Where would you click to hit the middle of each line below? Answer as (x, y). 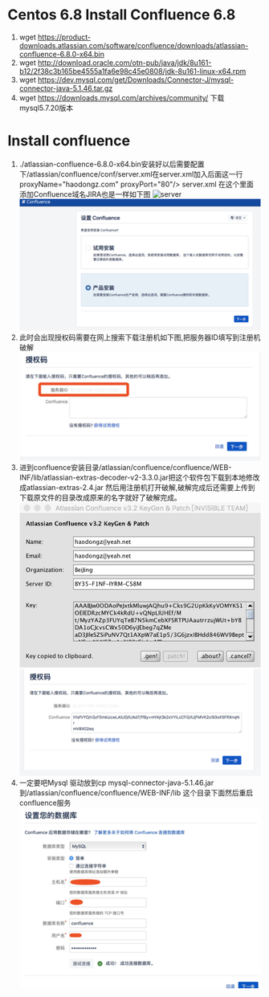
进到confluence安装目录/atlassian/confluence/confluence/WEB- (125, 468)
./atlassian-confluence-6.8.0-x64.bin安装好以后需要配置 (112, 164)
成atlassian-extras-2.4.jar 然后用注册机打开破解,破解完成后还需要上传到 (137, 488)
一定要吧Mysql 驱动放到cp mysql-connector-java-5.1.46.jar (116, 782)
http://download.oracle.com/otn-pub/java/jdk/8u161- (125, 63)
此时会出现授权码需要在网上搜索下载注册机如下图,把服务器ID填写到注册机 (140, 337)
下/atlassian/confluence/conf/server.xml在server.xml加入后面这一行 (131, 174)
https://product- (65, 37)
